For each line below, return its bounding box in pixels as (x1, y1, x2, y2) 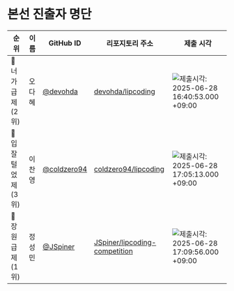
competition (93, 246, 134, 255)
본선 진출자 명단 (7, 6, 92, 22)
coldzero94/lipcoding (93, 164, 165, 174)
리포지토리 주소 (106, 38, 153, 48)
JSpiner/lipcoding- (93, 237, 157, 247)
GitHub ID (48, 38, 81, 47)
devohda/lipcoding (93, 87, 155, 96)
